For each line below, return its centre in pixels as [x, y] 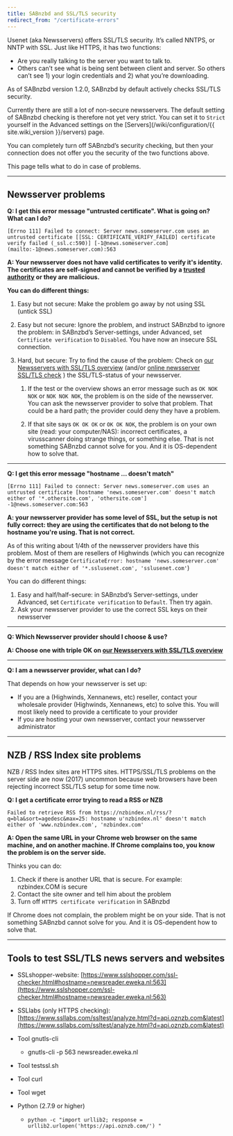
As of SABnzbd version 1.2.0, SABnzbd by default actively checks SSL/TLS [114, 89]
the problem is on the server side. [57, 853]
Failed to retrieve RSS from [49, 813]
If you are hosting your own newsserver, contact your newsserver [111, 719]
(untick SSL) [35, 311]
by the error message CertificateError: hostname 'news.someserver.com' [113, 560]
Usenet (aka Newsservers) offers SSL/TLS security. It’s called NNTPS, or [111, 40]
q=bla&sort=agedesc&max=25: [48, 819]
